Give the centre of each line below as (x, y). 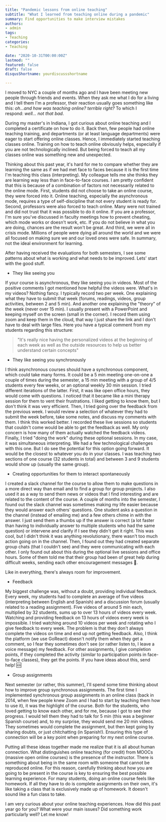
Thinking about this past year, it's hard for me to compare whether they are (82, 164)
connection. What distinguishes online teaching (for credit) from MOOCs (79, 752)
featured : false (22, 65)
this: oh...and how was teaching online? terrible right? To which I (71, 108)
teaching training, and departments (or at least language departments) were (83, 134)
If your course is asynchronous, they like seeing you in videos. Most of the (81, 283)
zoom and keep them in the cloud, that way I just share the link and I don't (81, 320)
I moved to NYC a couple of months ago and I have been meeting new (77, 92)
